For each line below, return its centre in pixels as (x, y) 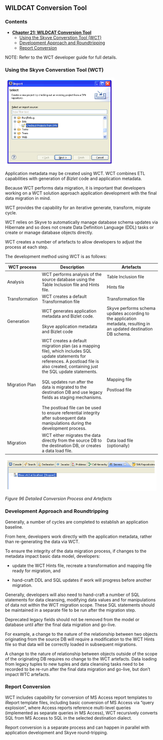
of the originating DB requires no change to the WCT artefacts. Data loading (81, 659)
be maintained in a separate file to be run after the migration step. (71, 610)
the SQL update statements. (70, 372)
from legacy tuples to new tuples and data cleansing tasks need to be (74, 664)
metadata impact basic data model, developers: (53, 556)
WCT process (22, 267)
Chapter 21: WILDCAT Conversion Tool (52, 32)
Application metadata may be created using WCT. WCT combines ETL (75, 173)
